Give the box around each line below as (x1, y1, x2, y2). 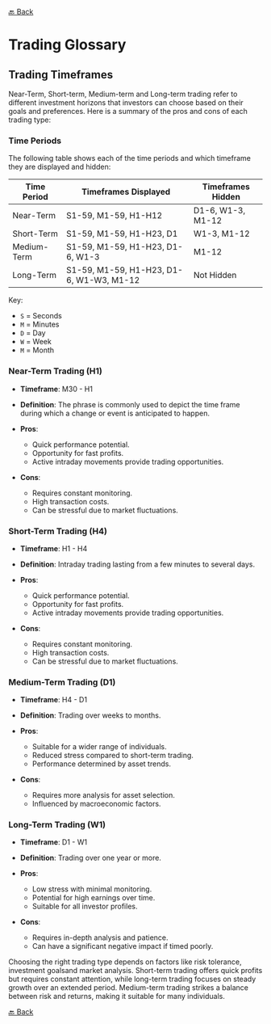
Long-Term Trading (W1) (8, 820, 106, 831)
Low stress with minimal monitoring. (31, 884, 152, 894)
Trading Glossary (8, 36, 127, 54)
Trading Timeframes (8, 68, 114, 82)
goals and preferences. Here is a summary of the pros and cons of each (8, 107, 248, 116)
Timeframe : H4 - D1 (19, 695, 87, 705)
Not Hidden (193, 270, 237, 281)
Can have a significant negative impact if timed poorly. (31, 942, 214, 951)
